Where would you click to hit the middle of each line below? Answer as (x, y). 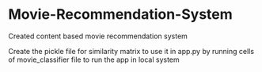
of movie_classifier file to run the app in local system (94, 59)
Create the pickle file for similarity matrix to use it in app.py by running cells (131, 51)
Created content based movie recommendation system (98, 36)
